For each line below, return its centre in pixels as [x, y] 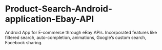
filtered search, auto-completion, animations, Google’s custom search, [76, 37]
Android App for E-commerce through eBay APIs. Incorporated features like [81, 32]
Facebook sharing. [24, 42]
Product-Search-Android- [59, 9]
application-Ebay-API [50, 19]
